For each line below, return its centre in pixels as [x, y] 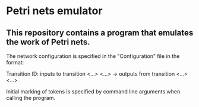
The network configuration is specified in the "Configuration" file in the [93, 56]
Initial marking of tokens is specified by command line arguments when [93, 92]
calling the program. [31, 98]
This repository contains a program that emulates [100, 33]
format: [15, 62]
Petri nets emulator [54, 11]
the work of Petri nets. [48, 42]
